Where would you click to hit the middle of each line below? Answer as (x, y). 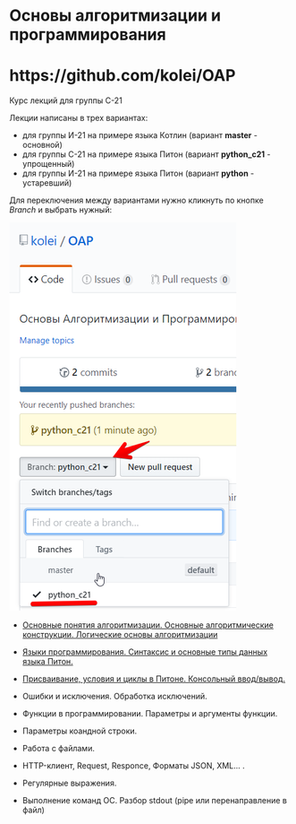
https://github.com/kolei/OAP (123, 76)
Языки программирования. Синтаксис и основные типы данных (145, 652)
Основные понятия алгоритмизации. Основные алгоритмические (148, 625)
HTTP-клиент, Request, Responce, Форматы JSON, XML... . (134, 766)
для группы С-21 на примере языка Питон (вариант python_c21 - (146, 154)
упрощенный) (48, 164)
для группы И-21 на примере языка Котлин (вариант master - (140, 135)
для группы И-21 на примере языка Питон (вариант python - (138, 173)
